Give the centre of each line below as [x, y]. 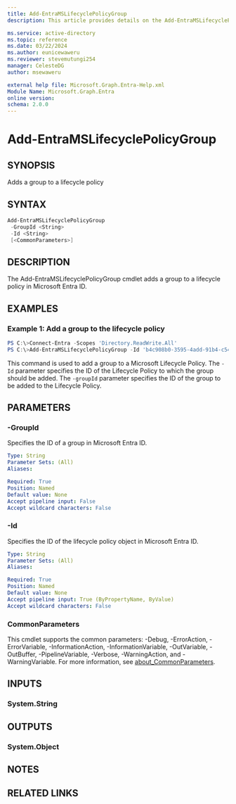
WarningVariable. [32, 661]
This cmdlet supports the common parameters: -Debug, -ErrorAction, [108, 639]
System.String [33, 704]
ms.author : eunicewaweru [44, 53]
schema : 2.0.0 [28, 105]
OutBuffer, [22, 654]
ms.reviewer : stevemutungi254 [52, 59]
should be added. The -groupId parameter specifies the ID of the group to [114, 378]
